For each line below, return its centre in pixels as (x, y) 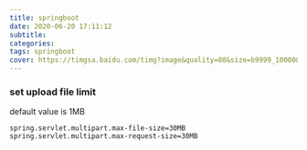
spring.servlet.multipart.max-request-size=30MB (104, 136)
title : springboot (44, 18)
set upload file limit (53, 92)
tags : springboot (42, 52)
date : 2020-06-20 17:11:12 (61, 26)
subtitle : (28, 35)
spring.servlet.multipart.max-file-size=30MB (97, 128)
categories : (32, 43)
